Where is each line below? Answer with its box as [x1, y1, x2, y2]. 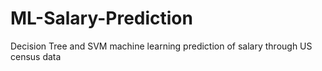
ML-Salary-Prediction [10, 7, 193, 30]
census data [10, 50, 62, 62]
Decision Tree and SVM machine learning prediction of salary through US [10, 40, 313, 52]
